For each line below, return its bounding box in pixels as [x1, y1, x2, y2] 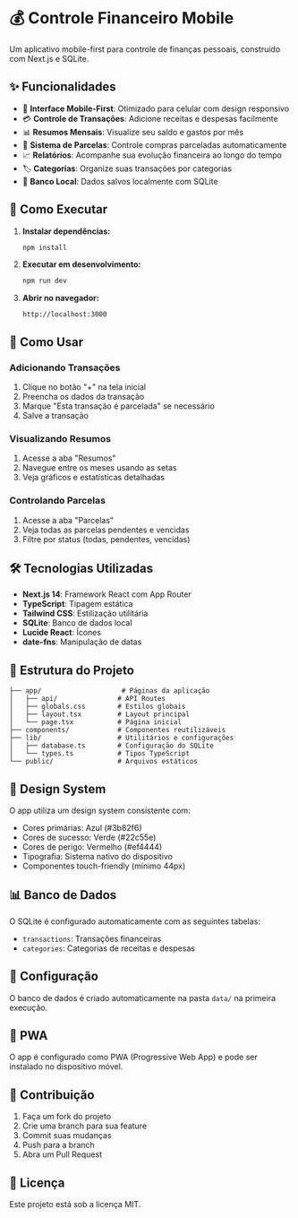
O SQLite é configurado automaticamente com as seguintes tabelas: [9, 916, 261, 927]
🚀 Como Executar [9, 202, 108, 217]
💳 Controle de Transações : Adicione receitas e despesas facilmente [21, 113, 279, 124]
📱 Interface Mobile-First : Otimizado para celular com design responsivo [21, 103, 290, 114]
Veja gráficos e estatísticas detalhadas [21, 472, 166, 483]
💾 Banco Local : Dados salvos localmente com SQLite [21, 176, 218, 186]
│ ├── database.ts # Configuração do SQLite [9, 741, 215, 750]
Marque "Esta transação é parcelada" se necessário [21, 401, 215, 411]
